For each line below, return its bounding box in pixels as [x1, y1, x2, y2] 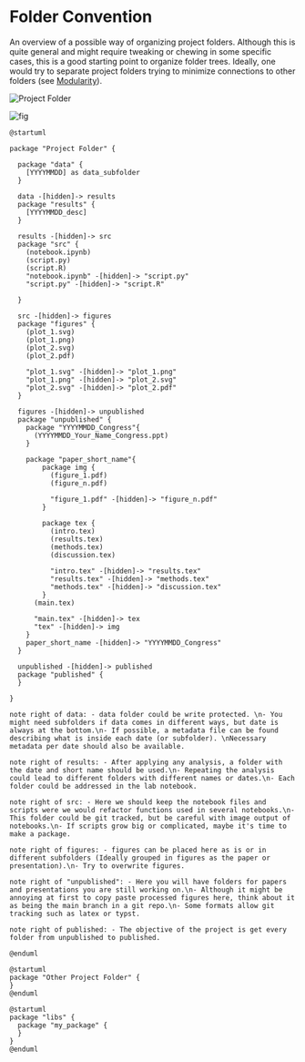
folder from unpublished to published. [9, 933, 161, 942]
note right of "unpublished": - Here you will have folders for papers [9, 877, 287, 886]
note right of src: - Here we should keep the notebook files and [9, 797, 267, 807]
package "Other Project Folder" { [9, 973, 141, 982]
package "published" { [17, 669, 104, 679]
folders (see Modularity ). [9, 75, 103, 86]
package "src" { [17, 240, 79, 249]
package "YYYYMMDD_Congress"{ [25, 423, 141, 432]
